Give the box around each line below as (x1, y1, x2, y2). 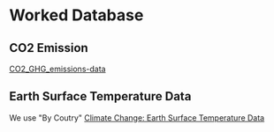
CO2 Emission (9, 40, 88, 55)
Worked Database (9, 5, 144, 26)
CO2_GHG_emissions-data (9, 63, 106, 74)
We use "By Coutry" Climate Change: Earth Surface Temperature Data (9, 112, 265, 123)
